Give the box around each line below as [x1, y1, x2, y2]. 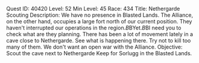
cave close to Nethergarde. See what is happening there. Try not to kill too [6, 37, 191, 44]
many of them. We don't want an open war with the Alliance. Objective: [6, 43, 183, 50]
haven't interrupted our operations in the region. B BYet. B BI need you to [6, 24, 182, 31]
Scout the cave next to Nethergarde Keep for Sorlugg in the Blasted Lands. [6, 50, 192, 56]
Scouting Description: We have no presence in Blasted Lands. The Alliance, [6, 11, 194, 19]
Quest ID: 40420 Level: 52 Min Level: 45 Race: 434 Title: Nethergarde [6, 5, 180, 12]
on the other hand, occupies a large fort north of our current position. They [6, 18, 192, 25]
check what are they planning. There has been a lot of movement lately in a [6, 31, 194, 38]
